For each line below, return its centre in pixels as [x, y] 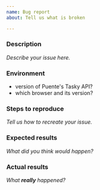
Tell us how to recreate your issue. [49, 122]
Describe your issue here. [38, 57]
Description [24, 44]
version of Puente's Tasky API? [54, 86]
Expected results [32, 138]
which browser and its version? [54, 93]
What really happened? [36, 180]
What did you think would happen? [50, 151]
